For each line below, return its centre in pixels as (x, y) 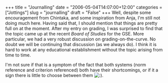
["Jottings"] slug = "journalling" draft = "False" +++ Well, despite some (78, 12)
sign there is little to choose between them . (54, 75)
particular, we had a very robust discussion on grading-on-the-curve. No (80, 39)
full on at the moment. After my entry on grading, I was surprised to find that (84, 28)
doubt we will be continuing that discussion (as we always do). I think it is (81, 44)
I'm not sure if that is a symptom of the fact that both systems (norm (76, 65)
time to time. (18, 55)
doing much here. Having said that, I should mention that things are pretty (81, 23)
